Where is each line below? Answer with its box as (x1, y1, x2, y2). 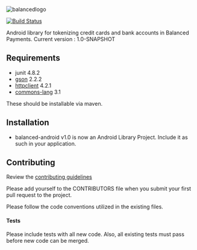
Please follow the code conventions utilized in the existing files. (6, 203, 164, 211)
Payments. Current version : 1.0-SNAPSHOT (6, 36, 116, 42)
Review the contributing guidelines (6, 173, 92, 181)
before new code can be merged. (6, 237, 89, 244)
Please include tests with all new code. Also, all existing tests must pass (6, 230, 185, 238)
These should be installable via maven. (6, 100, 103, 107)
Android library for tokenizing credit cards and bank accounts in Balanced (6, 29, 190, 36)
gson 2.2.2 (14, 75, 42, 83)
